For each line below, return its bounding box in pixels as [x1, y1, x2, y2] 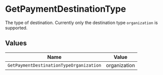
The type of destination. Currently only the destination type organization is [5, 20, 158, 25]
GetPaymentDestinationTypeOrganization [7, 62, 101, 68]
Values [5, 39, 27, 48]
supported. [5, 25, 28, 30]
